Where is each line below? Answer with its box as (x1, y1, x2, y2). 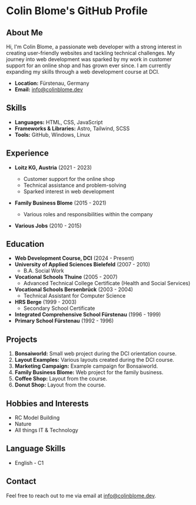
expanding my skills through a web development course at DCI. (6, 68, 160, 75)
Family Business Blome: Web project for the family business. (14, 369, 164, 376)
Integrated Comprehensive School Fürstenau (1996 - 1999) (14, 311, 161, 318)
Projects (6, 334, 38, 344)
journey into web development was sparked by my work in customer (6, 56, 172, 62)
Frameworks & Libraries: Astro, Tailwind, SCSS (14, 125, 130, 132)
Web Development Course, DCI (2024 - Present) (14, 255, 134, 262)
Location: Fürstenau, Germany (14, 80, 89, 87)
